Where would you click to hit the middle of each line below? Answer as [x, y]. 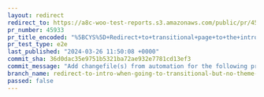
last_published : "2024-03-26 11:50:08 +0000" [83, 52]
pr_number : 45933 [36, 30]
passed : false [31, 81]
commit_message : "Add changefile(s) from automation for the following [127, 66]
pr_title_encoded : [37, 37]
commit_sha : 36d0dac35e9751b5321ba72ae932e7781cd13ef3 [99, 59]
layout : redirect [36, 15]
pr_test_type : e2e [37, 45]
